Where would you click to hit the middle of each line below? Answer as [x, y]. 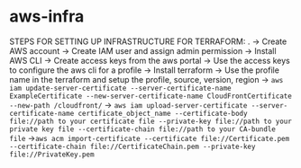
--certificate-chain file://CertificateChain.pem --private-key [132, 146]
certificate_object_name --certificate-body [163, 113]
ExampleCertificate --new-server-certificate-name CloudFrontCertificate [151, 96]
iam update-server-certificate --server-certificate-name [120, 88]
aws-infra [47, 17]
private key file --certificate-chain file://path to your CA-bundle [143, 129]
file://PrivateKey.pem [52, 155]
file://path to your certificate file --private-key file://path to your [151, 121]
